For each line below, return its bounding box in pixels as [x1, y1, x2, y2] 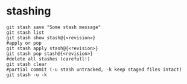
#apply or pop [6, 40, 42, 46]
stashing [6, 4, 51, 18]
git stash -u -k [6, 71, 47, 78]
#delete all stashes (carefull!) [6, 56, 90, 62]
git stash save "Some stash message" [6, 24, 101, 30]
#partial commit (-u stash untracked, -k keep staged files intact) [6, 66, 182, 73]
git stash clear [6, 61, 47, 67]
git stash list [6, 29, 45, 36]
